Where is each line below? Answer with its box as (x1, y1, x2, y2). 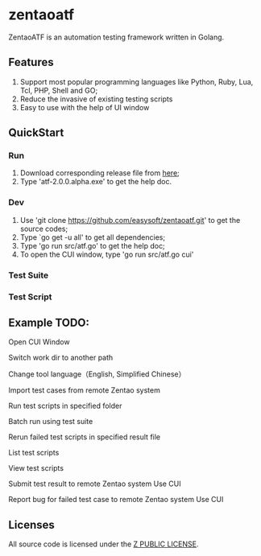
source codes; (19, 224, 68, 233)
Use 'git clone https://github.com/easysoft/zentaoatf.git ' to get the (19, 215, 241, 224)
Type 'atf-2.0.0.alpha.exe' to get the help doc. (19, 177, 172, 187)
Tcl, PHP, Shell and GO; (19, 85, 98, 95)
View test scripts (8, 463, 64, 473)
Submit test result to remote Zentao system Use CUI (8, 479, 181, 488)
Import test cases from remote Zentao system (8, 385, 161, 395)
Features (8, 56, 54, 69)
